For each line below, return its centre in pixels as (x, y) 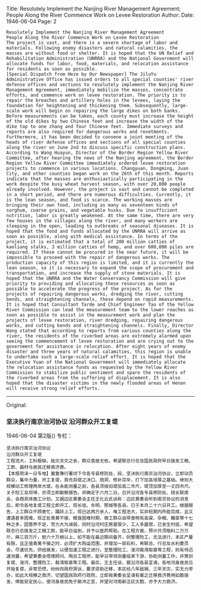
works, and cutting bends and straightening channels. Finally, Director (100, 326)
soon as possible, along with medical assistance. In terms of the (92, 236)
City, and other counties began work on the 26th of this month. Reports (100, 174)
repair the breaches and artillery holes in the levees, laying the (93, 101)
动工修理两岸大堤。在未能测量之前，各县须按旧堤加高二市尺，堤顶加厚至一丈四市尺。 (104, 486)
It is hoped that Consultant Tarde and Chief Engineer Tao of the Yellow (100, 305)
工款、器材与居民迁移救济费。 (37, 467)
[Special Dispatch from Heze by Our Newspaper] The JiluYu (81, 74)
